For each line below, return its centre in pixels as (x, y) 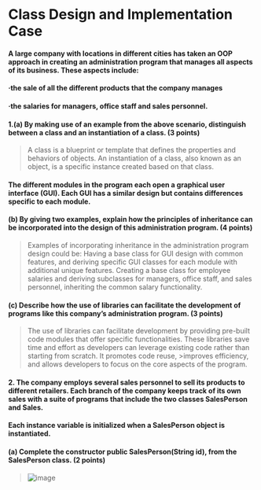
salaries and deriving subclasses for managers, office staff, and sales (140, 278)
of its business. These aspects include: (74, 70)
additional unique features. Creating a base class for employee (129, 270)
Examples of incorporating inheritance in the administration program (138, 245)
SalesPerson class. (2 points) (57, 460)
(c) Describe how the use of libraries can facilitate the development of (125, 305)
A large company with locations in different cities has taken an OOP (121, 53)
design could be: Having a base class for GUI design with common (135, 253)
